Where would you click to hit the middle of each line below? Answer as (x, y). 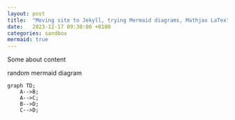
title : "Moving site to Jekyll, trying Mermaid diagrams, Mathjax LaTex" (119, 20)
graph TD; (22, 86)
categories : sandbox (37, 33)
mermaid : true (28, 40)
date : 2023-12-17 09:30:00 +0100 (59, 27)
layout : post (26, 14)
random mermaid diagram (45, 73)
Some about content (37, 59)
